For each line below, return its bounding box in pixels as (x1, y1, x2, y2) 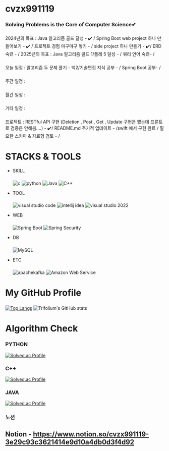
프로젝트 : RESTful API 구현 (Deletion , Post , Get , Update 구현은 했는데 (5, 119, 150, 125)
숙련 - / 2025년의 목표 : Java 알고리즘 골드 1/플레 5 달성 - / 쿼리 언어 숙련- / (5, 51, 155, 57)
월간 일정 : (5, 91, 26, 97)
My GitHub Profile (5, 287, 82, 299)
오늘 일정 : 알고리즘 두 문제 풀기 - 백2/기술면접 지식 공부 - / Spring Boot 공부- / (5, 64, 161, 71)
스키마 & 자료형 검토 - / (14, 133, 60, 139)
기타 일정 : (5, 105, 26, 111)
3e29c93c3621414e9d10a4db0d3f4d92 (5, 437, 135, 446)
